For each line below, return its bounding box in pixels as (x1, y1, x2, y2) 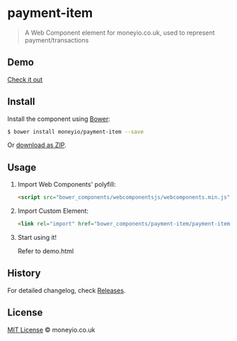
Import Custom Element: (17, 207, 89, 215)
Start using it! (17, 233, 57, 241)
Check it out (7, 75, 43, 83)
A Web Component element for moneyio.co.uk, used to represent (24, 28, 215, 37)
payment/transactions (24, 35, 89, 44)
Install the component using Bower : (7, 115, 111, 123)
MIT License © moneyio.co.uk (7, 325, 96, 334)
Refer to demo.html (17, 247, 74, 255)
